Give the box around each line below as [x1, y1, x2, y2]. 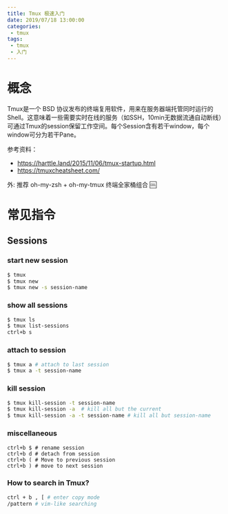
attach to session [7, 346, 67, 355]
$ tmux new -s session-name [7, 284, 88, 291]
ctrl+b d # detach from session [7, 450, 100, 457]
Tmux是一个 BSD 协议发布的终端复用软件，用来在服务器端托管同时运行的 [7, 104, 214, 112]
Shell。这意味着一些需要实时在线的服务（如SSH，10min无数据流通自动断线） [7, 113, 222, 121]
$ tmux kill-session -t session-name [7, 399, 116, 406]
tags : [7, 36, 23, 43]
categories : [7, 23, 41, 30]
